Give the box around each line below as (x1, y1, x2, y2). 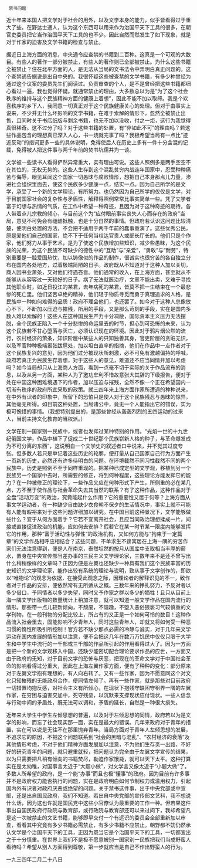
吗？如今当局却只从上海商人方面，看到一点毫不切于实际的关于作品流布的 (6, 364, 181, 371)
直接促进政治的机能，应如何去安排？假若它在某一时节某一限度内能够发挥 (16, 523, 191, 530)
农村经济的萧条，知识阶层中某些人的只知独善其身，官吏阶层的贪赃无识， (16, 335, 191, 341)
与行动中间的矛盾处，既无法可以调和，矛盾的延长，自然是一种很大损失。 (6, 699, 181, 706)
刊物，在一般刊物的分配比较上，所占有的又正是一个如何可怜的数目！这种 (11, 611, 186, 618)
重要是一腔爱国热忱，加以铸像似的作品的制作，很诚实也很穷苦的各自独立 (11, 254, 186, 261)
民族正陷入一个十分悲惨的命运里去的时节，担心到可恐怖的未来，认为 (26, 320, 191, 327)
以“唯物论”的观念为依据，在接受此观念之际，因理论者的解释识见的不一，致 (6, 574, 186, 581)
